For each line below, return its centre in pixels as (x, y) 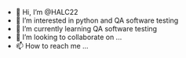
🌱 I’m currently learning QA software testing (86, 29)
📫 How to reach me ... (52, 46)
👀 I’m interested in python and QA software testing (97, 20)
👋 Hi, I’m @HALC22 (47, 12)
